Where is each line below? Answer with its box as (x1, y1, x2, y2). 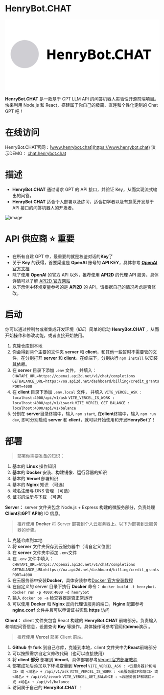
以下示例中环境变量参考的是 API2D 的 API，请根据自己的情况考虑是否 (12, 284, 152, 290)
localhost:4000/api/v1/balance (12, 406, 76, 411)
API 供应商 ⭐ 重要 (5, 233, 75, 245)
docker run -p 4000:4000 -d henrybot (12, 590, 90, 595)
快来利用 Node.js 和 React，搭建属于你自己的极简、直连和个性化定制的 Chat (5, 102, 158, 108)
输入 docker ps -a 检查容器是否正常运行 (12, 595, 93, 601)
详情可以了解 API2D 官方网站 (12, 278, 70, 284)
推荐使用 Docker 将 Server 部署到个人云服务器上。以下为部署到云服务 (17, 521, 158, 527)
